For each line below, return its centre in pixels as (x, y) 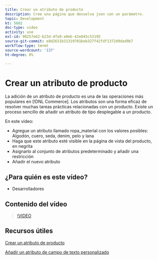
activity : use (19, 32)
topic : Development (25, 18)
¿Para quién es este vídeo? (47, 177)
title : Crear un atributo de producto (44, 9)
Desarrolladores (28, 189)
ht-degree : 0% (19, 55)
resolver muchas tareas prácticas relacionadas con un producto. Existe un (79, 107)
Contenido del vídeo (36, 204)
